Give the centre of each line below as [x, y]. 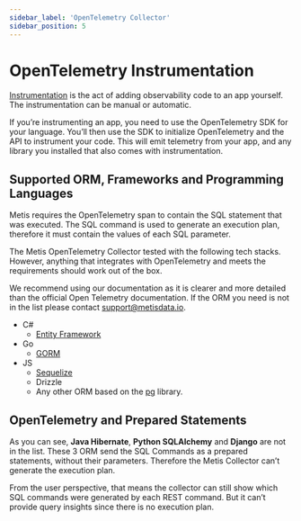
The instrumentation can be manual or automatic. [100, 105]
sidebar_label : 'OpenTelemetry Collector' [90, 18]
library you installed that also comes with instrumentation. [116, 151]
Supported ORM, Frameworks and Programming [147, 180]
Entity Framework [68, 335]
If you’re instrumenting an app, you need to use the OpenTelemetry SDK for [149, 122]
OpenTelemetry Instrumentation [132, 71]
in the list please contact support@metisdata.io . [97, 308]
